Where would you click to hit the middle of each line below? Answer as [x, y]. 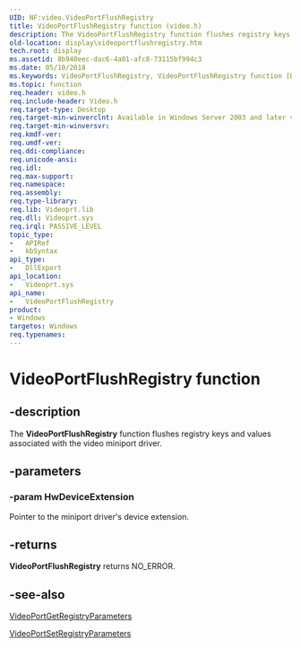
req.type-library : [43, 201]
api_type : [28, 260]
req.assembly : [36, 193]
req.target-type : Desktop [57, 109]
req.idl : [26, 168]
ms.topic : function [46, 84]
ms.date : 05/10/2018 [48, 68]
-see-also [37, 595]
